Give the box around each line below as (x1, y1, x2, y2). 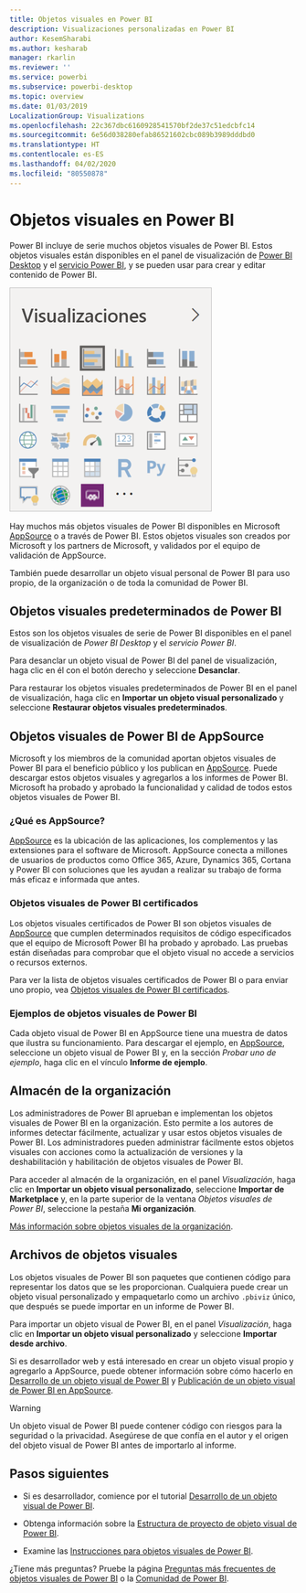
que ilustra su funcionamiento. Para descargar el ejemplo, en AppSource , (9, 1038, 285, 1049)
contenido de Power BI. (9, 269, 98, 280)
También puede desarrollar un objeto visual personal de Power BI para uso (9, 567, 290, 578)
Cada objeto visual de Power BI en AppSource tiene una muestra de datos (9, 1028, 288, 1039)
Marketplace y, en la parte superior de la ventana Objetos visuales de (9, 1193, 273, 1204)
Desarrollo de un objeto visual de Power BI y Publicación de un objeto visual (9, 1374, 296, 1385)
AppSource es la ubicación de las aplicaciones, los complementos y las (9, 835, 279, 846)
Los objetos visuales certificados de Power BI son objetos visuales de (9, 917, 272, 928)
